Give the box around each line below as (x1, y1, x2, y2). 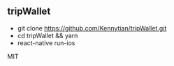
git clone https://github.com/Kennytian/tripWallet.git (17, 24, 167, 32)
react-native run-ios (17, 38, 75, 47)
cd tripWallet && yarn (17, 31, 78, 40)
